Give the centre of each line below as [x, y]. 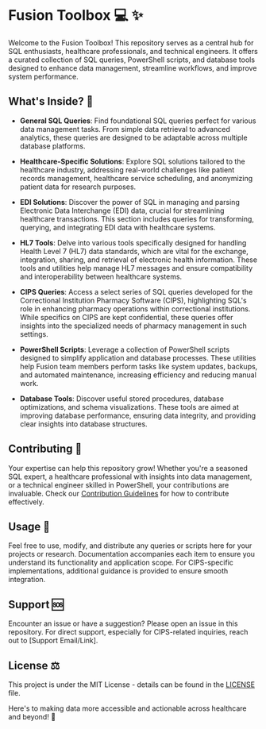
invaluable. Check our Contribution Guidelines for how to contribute [119, 493]
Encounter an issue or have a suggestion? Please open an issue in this [123, 623]
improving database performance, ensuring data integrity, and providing [138, 415]
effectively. [27, 502]
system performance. [43, 76]
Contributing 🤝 [45, 449]
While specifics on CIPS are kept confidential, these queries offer [126, 317]
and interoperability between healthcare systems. [101, 276]
